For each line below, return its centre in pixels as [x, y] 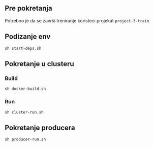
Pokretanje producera [40, 128]
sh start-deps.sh [23, 48]
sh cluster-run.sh [24, 112]
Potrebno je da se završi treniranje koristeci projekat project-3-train [77, 20]
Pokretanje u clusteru [39, 64]
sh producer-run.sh [25, 139]
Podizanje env [28, 37]
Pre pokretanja [28, 8]
